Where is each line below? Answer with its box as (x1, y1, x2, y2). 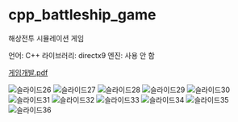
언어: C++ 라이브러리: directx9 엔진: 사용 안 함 (8, 50, 155, 60)
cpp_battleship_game (8, 6, 157, 24)
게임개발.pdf (8, 67, 48, 78)
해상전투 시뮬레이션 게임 (8, 33, 85, 43)
